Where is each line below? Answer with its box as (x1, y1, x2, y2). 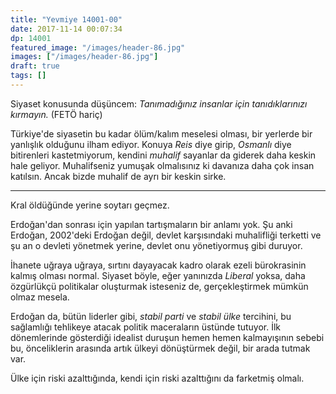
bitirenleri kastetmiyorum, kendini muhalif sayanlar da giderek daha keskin (10, 149, 317, 161)
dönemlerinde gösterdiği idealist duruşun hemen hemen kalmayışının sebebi (10, 331, 325, 343)
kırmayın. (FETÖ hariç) (10, 108, 103, 120)
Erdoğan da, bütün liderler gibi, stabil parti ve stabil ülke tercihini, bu (10, 310, 292, 322)
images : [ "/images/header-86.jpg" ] (10, 52, 159, 62)
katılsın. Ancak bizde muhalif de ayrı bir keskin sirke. (10, 170, 227, 182)
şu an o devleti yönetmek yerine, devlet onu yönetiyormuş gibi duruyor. (10, 239, 303, 251)
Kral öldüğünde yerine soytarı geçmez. (10, 199, 170, 211)
